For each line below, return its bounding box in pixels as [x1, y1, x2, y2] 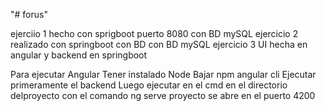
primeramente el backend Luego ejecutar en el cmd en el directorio [10, 79, 288, 91]
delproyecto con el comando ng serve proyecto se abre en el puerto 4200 [10, 90, 316, 101]
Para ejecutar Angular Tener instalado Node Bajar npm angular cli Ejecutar [10, 69, 317, 80]
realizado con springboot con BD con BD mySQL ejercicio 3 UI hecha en [10, 39, 308, 50]
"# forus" [10, 9, 48, 20]
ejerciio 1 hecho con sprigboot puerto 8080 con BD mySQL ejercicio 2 [10, 28, 299, 39]
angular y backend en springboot [10, 49, 148, 61]
